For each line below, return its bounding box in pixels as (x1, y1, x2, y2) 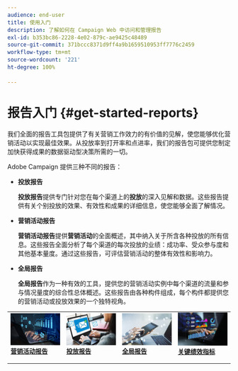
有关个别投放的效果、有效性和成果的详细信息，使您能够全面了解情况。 (23, 201, 229, 210)
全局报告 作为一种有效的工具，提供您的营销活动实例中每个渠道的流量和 (17, 279, 223, 287)
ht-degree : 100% (7, 64, 55, 71)
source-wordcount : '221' (7, 57, 81, 64)
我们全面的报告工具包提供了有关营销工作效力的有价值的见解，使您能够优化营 (7, 130, 231, 138)
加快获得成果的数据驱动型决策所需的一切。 (7, 147, 132, 156)
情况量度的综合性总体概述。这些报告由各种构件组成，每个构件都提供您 (23, 287, 229, 297)
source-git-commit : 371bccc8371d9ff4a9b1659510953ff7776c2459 (7, 41, 195, 49)
